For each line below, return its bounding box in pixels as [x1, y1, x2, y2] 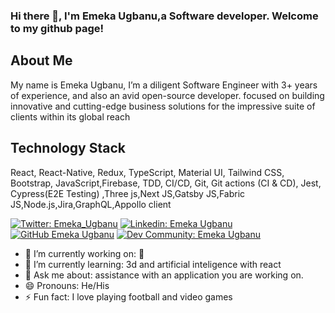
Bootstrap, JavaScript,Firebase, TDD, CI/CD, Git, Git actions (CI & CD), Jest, [10, 177, 322, 189]
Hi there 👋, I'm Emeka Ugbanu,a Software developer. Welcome [10, 9, 319, 23]
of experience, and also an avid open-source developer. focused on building [10, 89, 325, 101]
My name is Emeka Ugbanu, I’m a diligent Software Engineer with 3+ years [10, 79, 318, 91]
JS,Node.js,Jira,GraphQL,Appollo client [10, 198, 172, 210]
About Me [10, 52, 73, 69]
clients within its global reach [10, 110, 131, 123]
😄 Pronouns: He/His [24, 279, 110, 291]
